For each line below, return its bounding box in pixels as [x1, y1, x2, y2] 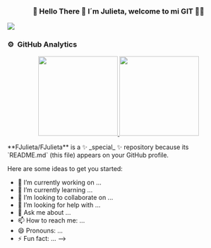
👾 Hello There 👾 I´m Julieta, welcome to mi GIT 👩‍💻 [32, 6, 205, 16]
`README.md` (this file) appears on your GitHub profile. [7, 150, 169, 159]
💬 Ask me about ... [17, 208, 71, 216]
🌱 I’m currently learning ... [17, 185, 93, 194]
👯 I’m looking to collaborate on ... [17, 193, 114, 201]
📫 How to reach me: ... [17, 215, 85, 225]
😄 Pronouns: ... [17, 226, 64, 235]
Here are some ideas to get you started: [7, 164, 123, 172]
